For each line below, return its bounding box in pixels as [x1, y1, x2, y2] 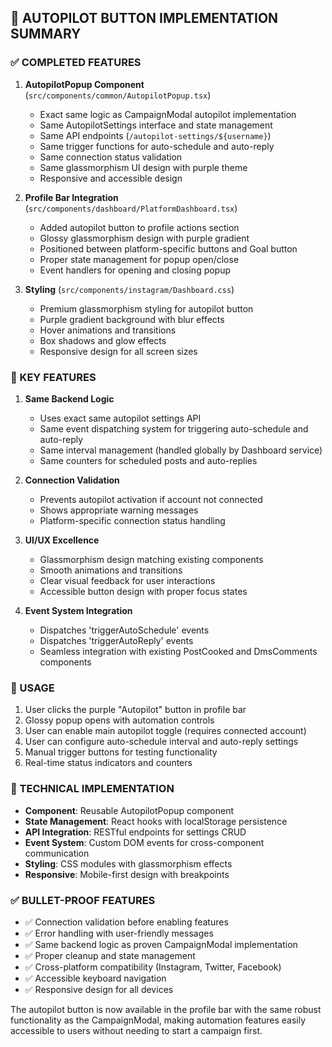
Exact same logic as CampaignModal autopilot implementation [39, 108, 297, 120]
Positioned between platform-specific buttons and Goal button [39, 242, 298, 255]
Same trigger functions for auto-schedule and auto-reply [39, 140, 275, 152]
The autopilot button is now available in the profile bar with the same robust [10, 1003, 322, 1015]
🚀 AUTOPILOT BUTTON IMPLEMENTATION [10, 10, 279, 27]
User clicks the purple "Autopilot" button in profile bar [24, 704, 247, 716]
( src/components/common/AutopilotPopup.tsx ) [24, 89, 212, 101]
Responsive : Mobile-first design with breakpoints [24, 868, 230, 880]
